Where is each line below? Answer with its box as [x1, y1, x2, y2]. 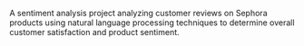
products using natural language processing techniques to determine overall [9, 17, 295, 28]
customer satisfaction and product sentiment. [9, 27, 180, 37]
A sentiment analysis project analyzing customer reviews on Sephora [9, 8, 268, 18]
